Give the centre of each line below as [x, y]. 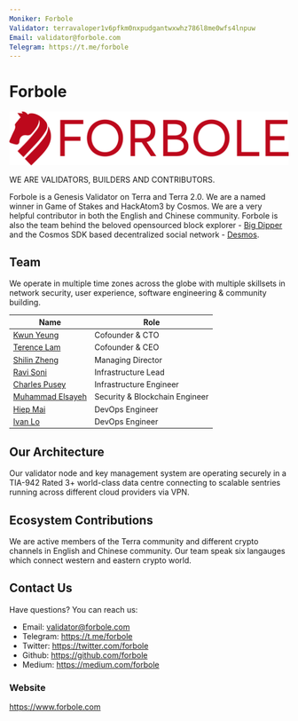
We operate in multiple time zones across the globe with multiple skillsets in [147, 283]
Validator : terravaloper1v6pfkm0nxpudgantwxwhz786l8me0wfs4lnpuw [132, 28]
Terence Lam [37, 347]
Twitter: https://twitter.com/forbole [85, 646]
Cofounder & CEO [127, 347]
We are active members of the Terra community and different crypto [134, 542]
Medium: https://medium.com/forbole [90, 664]
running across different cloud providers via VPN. [99, 492]
